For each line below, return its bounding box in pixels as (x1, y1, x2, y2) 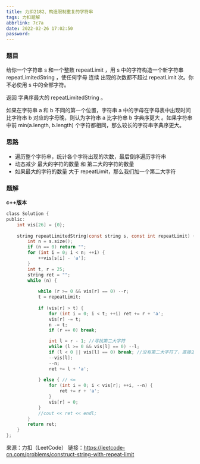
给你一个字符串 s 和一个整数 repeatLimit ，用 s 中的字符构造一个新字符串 (6, 66, 184, 73)
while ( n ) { (27, 277, 58, 284)
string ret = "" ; (27, 272, 70, 278)
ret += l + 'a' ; (48, 365, 89, 372)
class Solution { (6, 211, 49, 217)
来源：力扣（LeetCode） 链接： (6, 444, 85, 451)
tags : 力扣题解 (6, 14, 40, 20)
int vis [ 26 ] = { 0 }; (17, 222, 65, 228)
